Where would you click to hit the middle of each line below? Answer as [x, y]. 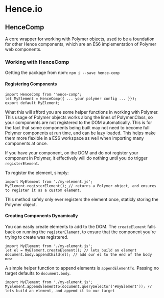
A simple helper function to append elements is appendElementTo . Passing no [82, 268]
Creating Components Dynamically [42, 216]
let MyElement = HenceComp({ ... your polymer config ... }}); [71, 99]
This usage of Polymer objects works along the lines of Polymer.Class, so [79, 117]
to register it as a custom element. [44, 190]
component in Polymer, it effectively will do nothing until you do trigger [76, 158]
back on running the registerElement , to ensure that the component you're [81, 232]
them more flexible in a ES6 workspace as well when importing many [75, 138]
